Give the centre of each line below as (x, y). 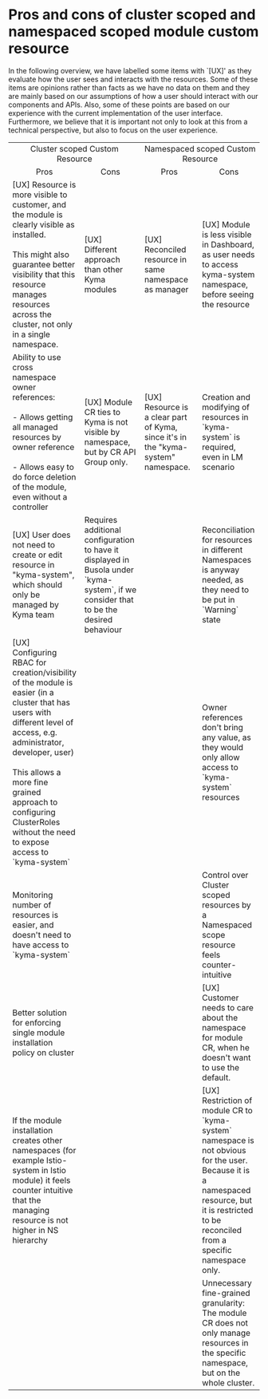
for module (223, 1037)
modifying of (226, 407)
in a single (31, 334)
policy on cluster (43, 1053)
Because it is (226, 1170)
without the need (44, 832)
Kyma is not (106, 422)
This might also (41, 255)
